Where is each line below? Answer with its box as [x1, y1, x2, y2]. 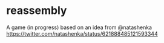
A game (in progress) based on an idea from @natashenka [6, 24, 153, 31]
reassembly [6, 4, 67, 18]
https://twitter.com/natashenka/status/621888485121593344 [6, 30, 159, 37]
